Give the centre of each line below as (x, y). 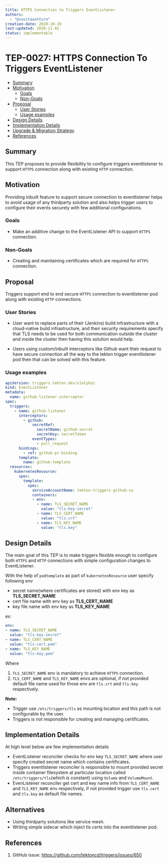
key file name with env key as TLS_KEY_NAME (61, 607)
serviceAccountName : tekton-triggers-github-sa (83, 490)
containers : (44, 495)
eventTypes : (44, 439)
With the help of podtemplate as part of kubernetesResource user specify (79, 576)
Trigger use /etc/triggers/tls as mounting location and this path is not (87, 708)
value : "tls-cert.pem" (33, 644)
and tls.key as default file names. (48, 794)
